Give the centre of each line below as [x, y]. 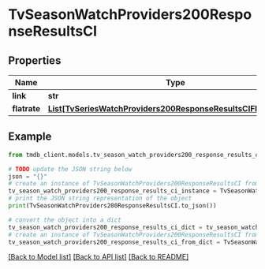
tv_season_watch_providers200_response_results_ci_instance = [112, 191]
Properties [35, 60]
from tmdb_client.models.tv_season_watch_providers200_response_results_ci [135, 155]
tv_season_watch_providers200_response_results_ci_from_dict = [114, 242]
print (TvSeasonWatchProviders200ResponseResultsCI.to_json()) [112, 206]
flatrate [26, 108]
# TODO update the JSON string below [70, 169]
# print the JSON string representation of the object [100, 199]
